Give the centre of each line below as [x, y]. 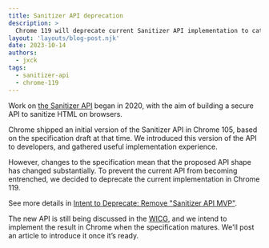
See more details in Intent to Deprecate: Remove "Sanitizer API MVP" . [123, 203]
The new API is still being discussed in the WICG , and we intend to [118, 218]
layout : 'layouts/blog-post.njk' [64, 38]
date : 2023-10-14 [37, 46]
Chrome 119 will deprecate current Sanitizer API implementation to [132, 30]
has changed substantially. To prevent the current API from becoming [123, 170]
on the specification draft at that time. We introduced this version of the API [133, 138]
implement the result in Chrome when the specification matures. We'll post [131, 227]
